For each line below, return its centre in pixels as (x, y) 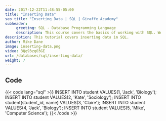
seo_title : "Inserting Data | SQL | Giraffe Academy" (62, 19)
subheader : (16, 23)
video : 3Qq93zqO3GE (25, 51)
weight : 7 (15, 60)
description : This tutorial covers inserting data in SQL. (67, 38)
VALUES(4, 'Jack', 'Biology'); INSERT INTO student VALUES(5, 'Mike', (75, 108)
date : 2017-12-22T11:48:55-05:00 (40, 10)
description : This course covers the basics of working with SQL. (86, 33)
